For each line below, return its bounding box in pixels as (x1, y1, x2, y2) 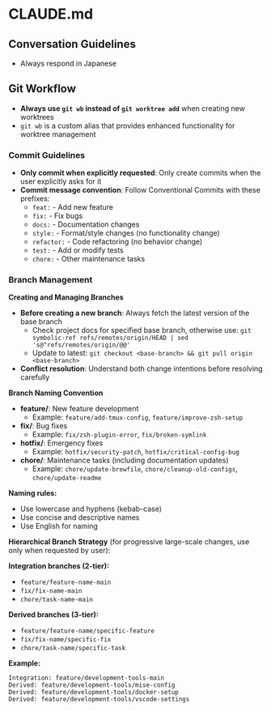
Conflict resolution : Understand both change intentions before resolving (19, 364, 263, 373)
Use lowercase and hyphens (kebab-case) (19, 504, 163, 514)
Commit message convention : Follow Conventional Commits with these (19, 185, 261, 195)
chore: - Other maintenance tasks (32, 254, 146, 264)
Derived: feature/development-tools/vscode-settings (8, 696, 190, 704)
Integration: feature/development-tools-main (8, 674, 164, 683)
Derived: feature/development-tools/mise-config (8, 681, 176, 689)
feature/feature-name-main (19, 578, 112, 587)
